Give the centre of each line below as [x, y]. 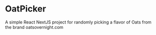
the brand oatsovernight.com [34, 27]
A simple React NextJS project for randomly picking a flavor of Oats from [78, 22]
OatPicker [26, 9]
